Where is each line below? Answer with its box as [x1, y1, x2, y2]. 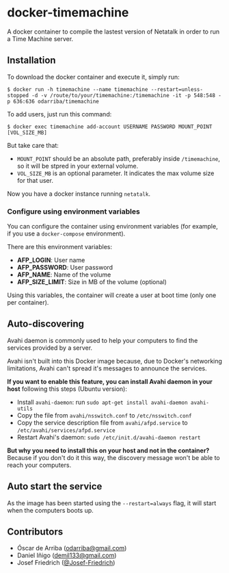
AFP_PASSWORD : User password [16, 264, 113, 272]
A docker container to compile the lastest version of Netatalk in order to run [7, 27, 220, 36]
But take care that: [7, 141, 59, 149]
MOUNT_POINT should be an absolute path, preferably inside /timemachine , [16, 154, 221, 162]
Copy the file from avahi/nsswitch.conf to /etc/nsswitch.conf [16, 411, 192, 419]
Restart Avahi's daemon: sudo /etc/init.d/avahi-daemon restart [16, 433, 201, 441]
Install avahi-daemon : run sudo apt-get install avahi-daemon [16, 398, 188, 406]
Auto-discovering [7, 318, 84, 330]
